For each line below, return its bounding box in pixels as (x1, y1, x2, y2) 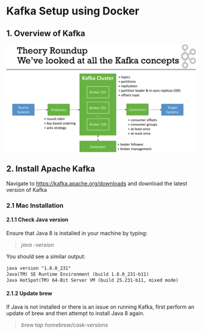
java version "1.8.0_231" (6, 265, 71, 271)
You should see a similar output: (6, 253, 86, 260)
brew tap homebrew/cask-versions (20, 321, 108, 329)
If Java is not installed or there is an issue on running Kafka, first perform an (6, 303, 194, 311)
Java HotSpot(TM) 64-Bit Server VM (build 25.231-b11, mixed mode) (6, 277, 179, 283)
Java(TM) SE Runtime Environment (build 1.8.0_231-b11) (6, 271, 149, 277)
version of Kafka (6, 186, 47, 193)
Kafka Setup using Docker (6, 4, 139, 18)
